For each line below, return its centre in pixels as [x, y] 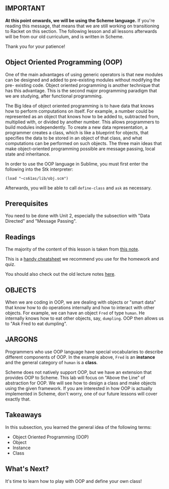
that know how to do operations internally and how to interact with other [80, 308]
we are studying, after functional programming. [54, 96]
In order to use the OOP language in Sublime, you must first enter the [77, 164]
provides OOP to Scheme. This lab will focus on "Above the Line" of [75, 377]
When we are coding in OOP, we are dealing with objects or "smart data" [80, 302]
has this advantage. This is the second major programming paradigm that [81, 90]
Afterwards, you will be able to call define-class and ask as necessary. [78, 188]
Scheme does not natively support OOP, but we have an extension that [78, 372]
